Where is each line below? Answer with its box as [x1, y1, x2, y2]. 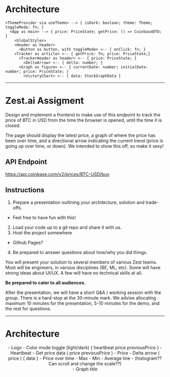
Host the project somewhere [12, 229, 72, 236]
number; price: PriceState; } [5, 69, 69, 74]
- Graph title [72, 366, 98, 372]
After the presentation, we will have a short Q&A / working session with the [5, 289, 161, 296]
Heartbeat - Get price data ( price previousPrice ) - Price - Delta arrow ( [10, 350, 160, 356]
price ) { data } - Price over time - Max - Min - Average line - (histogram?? [8, 355, 162, 361]
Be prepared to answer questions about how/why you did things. [12, 249, 148, 255]
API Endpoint [5, 158, 47, 166]
